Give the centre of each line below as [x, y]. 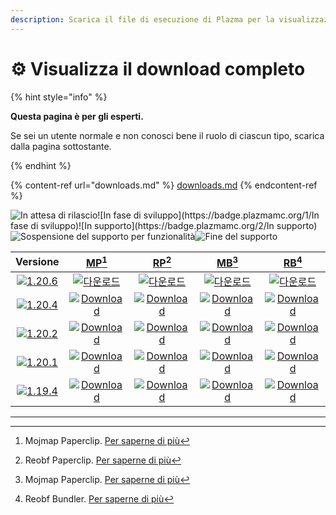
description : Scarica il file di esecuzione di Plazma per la [142, 19]
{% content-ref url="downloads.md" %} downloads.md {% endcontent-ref [164, 185]
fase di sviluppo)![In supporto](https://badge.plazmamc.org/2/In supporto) [164, 225]
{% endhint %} [41, 165]
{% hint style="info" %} [59, 97]
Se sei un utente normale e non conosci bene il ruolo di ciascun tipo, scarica [167, 135]
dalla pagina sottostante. [61, 146]
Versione [37, 262]
